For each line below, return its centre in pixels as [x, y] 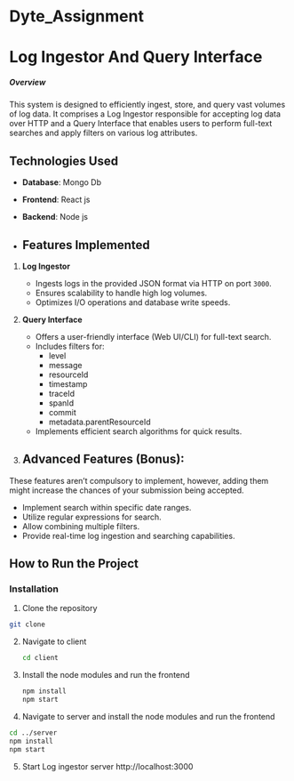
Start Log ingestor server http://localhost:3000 [107, 766]
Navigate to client [54, 641]
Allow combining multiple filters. [81, 526]
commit [63, 412]
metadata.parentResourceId [99, 422]
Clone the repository [60, 608]
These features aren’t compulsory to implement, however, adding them [139, 480]
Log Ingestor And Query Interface [136, 57]
